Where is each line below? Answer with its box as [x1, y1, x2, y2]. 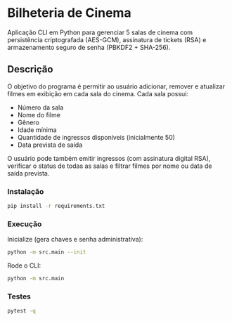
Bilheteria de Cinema [7, 5, 131, 21]
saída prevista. [7, 169, 50, 177]
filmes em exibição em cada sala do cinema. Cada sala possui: [7, 89, 188, 98]
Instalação [7, 186, 44, 196]
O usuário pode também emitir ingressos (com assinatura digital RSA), [7, 154, 211, 162]
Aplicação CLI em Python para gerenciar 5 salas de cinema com [7, 28, 193, 37]
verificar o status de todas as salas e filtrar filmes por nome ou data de [7, 162, 212, 170]
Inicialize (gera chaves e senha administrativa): [7, 235, 143, 244]
